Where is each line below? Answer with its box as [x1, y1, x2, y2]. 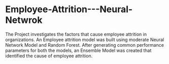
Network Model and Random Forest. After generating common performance [5, 42, 164, 48]
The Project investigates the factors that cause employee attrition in [5, 31, 147, 37]
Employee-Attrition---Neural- [5, 4, 133, 15]
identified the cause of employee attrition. [5, 52, 93, 59]
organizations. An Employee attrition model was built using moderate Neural [5, 37, 164, 43]
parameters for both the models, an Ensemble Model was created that [5, 47, 152, 53]
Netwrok [5, 14, 43, 26]
